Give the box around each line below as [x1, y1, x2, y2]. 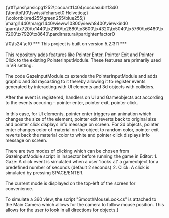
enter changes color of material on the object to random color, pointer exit [5, 127, 159, 133]
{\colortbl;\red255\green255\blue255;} [5, 15, 86, 21]
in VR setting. [5, 63, 33, 68]
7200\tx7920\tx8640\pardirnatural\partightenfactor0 [5, 31, 115, 37]
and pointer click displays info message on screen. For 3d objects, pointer [5, 121, 159, 127]
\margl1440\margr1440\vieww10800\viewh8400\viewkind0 [5, 20, 128, 26]
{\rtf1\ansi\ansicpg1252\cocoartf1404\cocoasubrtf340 [5, 5, 118, 10]
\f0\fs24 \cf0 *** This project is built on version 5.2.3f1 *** [5, 41, 127, 47]
